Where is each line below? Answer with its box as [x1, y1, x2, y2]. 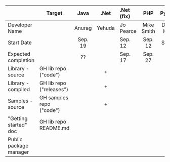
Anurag [74, 25, 92, 31]
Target [46, 10, 63, 17]
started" [8, 121, 27, 128]
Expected [8, 51, 30, 57]
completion [8, 57, 34, 64]
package [8, 142, 29, 149]
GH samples [39, 94, 68, 101]
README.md [39, 125, 70, 131]
